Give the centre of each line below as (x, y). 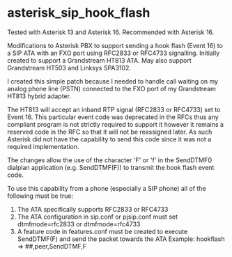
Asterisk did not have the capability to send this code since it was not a (109, 139)
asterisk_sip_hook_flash (79, 13)
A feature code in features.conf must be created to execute (102, 231)
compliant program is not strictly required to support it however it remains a (116, 124)
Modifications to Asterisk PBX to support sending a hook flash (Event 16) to (115, 45)
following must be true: (40, 196)
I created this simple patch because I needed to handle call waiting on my (113, 81)
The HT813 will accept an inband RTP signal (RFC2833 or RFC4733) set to (114, 109)
